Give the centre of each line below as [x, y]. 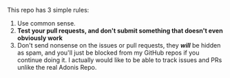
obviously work [40, 38]
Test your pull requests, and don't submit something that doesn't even [120, 31]
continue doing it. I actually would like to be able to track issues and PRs [119, 60]
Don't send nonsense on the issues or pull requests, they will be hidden [119, 45]
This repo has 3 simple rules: [48, 10]
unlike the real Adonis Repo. [57, 67]
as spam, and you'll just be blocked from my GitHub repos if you [108, 52]
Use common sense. [46, 23]
